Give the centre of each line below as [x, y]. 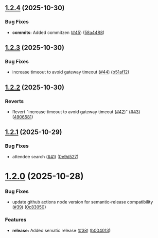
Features [16, 220]
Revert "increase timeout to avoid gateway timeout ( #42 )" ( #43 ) [76, 112]
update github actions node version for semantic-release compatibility [82, 202]
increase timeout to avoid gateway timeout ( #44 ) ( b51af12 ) [71, 72]
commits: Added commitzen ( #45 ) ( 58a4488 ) [58, 32]
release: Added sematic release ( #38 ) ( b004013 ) [61, 230]
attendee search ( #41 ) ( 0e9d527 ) [45, 156]
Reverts [15, 101]
